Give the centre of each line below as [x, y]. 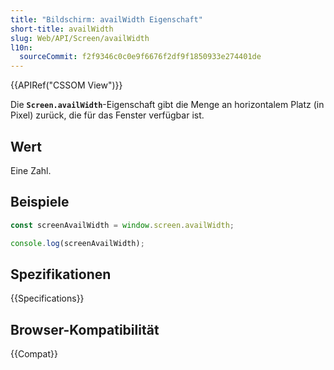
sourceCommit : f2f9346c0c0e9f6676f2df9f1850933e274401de [140, 57]
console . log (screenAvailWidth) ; [77, 243]
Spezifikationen [61, 274]
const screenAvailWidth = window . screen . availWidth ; [122, 225]
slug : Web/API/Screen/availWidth [80, 38]
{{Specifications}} [47, 298]
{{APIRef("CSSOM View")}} [66, 85]
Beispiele [40, 202]
